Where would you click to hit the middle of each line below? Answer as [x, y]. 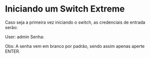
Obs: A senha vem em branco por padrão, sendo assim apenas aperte [75, 46]
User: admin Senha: [25, 37]
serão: [11, 27]
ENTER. [13, 51]
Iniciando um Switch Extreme [65, 9]
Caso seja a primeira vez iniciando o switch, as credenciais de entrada [75, 22]
